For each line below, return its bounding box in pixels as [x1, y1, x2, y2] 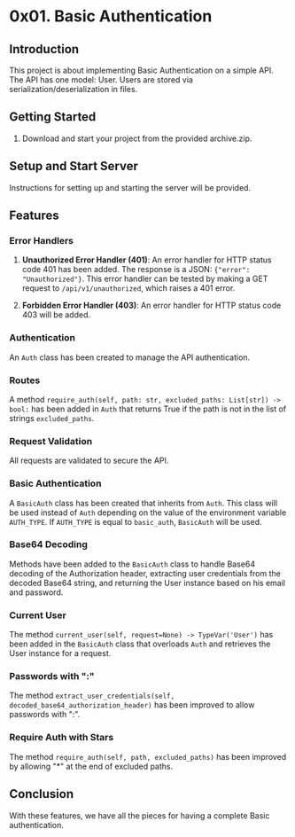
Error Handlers [9, 234, 74, 246]
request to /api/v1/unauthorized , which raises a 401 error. [21, 283, 236, 293]
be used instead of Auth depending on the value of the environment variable [9, 507, 287, 518]
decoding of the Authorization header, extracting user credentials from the [9, 567, 281, 578]
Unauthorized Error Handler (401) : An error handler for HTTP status [21, 254, 272, 265]
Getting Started [9, 109, 97, 125]
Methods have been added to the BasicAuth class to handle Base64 [9, 559, 255, 569]
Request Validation [9, 434, 93, 447]
